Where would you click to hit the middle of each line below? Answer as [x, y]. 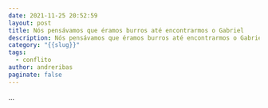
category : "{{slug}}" [44, 45]
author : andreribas [41, 67]
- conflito [33, 60]
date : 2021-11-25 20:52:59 [53, 15]
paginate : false [35, 75]
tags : [17, 52]
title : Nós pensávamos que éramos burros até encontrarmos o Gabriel [126, 30]
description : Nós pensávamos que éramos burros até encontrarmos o [123, 38]
